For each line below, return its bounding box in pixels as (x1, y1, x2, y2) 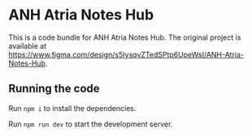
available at (8, 41, 47, 50)
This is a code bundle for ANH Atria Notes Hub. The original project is (8, 32, 241, 42)
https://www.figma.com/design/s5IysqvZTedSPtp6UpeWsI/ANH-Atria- (8, 49, 245, 59)
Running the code (8, 82, 100, 96)
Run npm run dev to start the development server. (8, 119, 173, 129)
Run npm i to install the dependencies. (8, 103, 137, 113)
